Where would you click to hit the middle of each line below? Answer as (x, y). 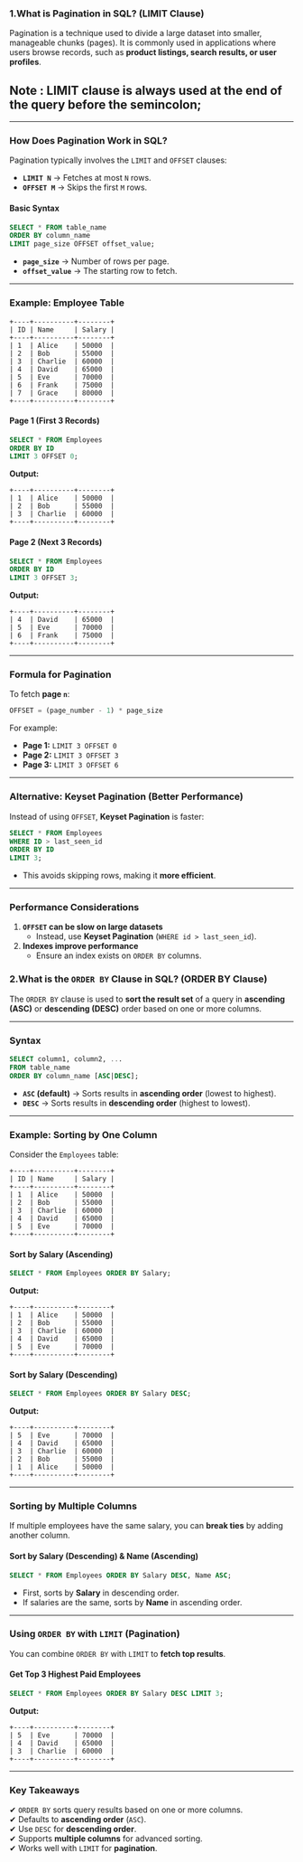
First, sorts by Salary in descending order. (101, 1593)
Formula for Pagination (60, 674)
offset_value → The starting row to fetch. (100, 271)
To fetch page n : (40, 694)
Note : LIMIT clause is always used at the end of (146, 90)
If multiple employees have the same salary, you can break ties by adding (147, 1526)
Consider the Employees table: (64, 1154)
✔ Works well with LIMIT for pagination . (83, 1848)
